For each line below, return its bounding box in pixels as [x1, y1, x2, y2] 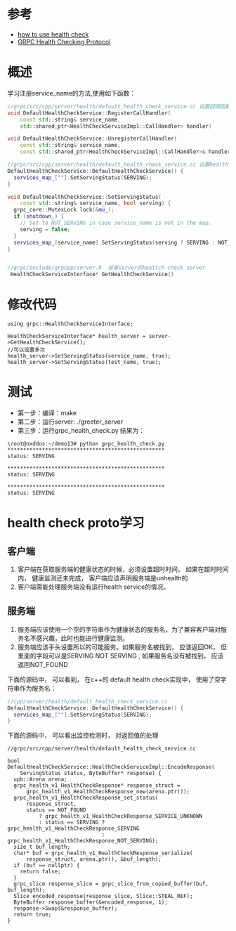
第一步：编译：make [17, 409, 77, 417]
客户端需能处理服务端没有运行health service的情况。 [17, 582, 170, 591]
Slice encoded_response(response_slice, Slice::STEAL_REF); [13, 893, 193, 900]
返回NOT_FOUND [17, 660, 68, 668]
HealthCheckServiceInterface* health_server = [7, 333, 146, 340]
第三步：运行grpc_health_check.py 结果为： [17, 427, 145, 434]
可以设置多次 [13, 346, 46, 353]
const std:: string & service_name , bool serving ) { [20, 200, 171, 207]
